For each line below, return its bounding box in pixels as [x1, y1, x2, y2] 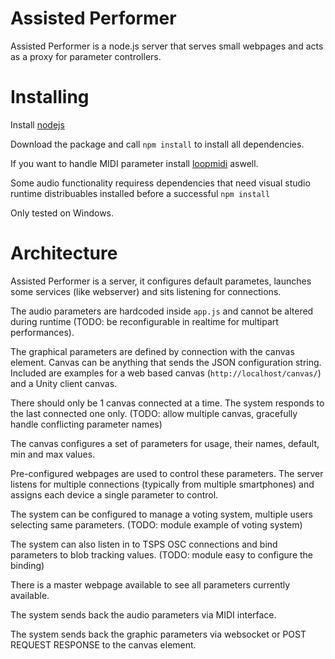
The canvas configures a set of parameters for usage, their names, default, [10, 437, 320, 449]
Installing [10, 86, 90, 109]
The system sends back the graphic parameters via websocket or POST [10, 628, 307, 640]
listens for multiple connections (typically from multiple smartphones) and [10, 478, 315, 490]
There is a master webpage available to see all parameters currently [10, 578, 291, 591]
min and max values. [10, 448, 96, 460]
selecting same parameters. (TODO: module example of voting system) [10, 518, 303, 531]
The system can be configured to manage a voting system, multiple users [10, 508, 313, 520]
